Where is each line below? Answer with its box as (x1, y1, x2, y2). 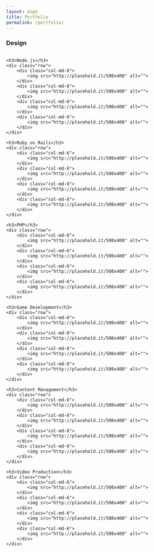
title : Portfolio (6, 14, 49, 20)
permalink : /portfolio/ (6, 19, 65, 25)
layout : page (6, 8, 38, 15)
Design (6, 39, 27, 47)
